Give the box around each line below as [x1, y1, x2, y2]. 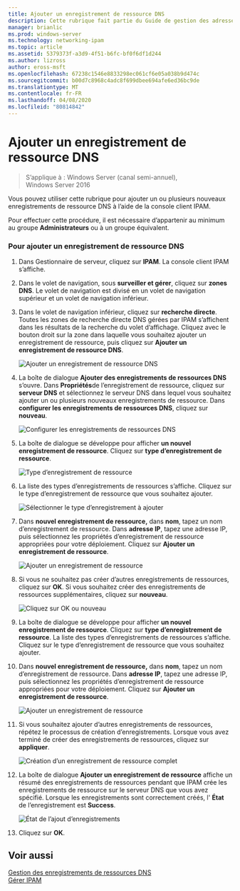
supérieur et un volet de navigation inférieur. [18, 294, 149, 303]
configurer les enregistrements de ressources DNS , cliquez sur [18, 404, 209, 413]
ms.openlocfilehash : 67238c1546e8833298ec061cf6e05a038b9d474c [8, 70, 200, 77]
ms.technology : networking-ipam [8, 37, 104, 44]
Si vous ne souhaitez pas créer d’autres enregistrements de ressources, [18, 575, 230, 584]
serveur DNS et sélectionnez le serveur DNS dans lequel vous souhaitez [18, 388, 231, 397]
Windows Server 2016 [25, 180, 91, 189]
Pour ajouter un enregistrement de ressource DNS [8, 241, 184, 251]
